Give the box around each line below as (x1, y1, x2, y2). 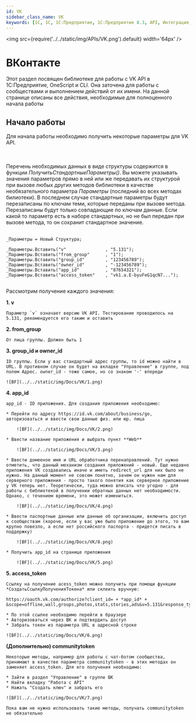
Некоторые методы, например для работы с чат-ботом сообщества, (6, 654, 166, 660)
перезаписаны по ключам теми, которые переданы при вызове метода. (6, 200, 186, 207)
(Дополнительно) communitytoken (6, 643, 95, 650)
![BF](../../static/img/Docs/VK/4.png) (16, 503, 114, 510)
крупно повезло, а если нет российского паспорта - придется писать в (6, 524, 181, 530)
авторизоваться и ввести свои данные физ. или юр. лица (6, 416, 145, 422)
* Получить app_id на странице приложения (6, 549, 111, 555)
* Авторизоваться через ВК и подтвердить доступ (6, 617, 127, 623)
